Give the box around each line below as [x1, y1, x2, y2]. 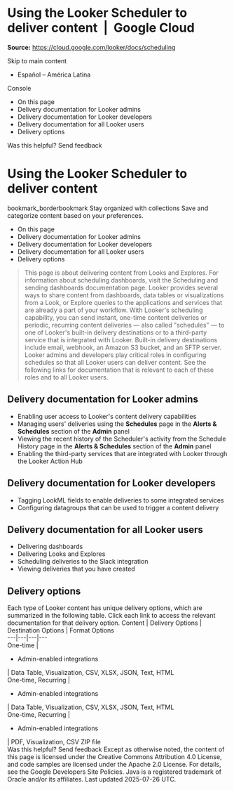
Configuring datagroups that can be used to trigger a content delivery [17, 503, 219, 512]
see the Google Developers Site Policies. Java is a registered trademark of [7, 768, 222, 776]
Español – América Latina [17, 70, 91, 79]
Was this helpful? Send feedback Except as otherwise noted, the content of [7, 745, 225, 753]
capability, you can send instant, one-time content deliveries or [24, 313, 207, 321]
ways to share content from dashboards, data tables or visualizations [24, 290, 224, 299]
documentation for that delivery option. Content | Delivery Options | [7, 619, 202, 627]
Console [7, 84, 32, 92]
